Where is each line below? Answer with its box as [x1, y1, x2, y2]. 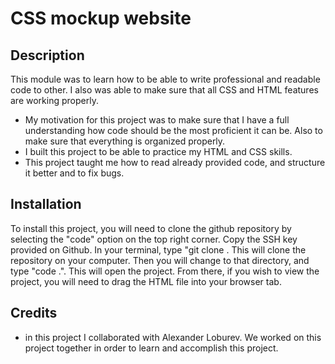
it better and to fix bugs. [24, 167, 125, 179]
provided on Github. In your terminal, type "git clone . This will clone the [10, 243, 307, 256]
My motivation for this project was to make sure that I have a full [24, 114, 290, 126]
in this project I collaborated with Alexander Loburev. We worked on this [24, 331, 322, 343]
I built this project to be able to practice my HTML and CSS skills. [24, 146, 293, 157]
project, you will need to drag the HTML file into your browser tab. [10, 275, 282, 287]
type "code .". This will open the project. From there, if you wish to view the [10, 265, 320, 277]
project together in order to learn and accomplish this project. [24, 342, 279, 354]
